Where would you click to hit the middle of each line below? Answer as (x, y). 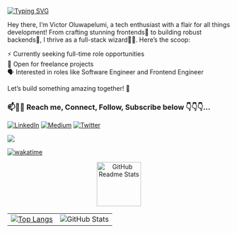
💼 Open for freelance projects (51, 64)
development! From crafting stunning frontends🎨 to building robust (105, 32)
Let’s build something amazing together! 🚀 (69, 88)
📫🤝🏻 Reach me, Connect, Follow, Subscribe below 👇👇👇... (109, 107)
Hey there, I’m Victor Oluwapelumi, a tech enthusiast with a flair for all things (119, 24)
